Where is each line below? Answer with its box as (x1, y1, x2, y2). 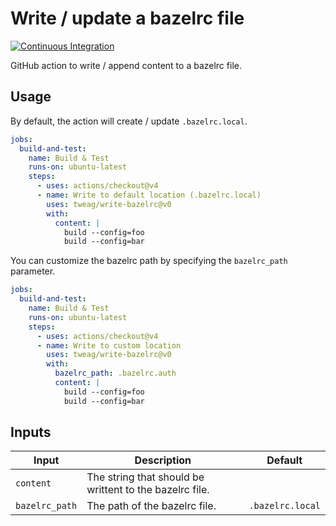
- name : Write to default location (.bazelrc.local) (36, 190, 262, 200)
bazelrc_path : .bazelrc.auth (54, 368, 177, 379)
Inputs (10, 424, 52, 441)
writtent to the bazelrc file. (86, 483, 210, 497)
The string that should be (86, 470, 205, 484)
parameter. (10, 265, 56, 277)
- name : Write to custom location (36, 340, 182, 351)
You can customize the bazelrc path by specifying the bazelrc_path (10, 255, 288, 267)
